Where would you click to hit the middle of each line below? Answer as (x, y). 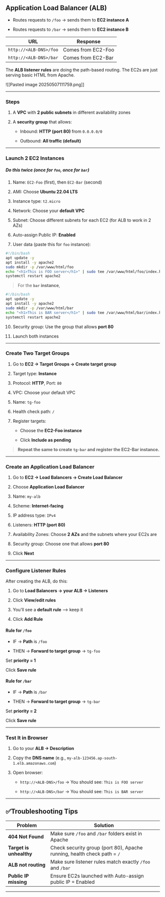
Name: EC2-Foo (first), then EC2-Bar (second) (57, 182)
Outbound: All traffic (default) (50, 141)
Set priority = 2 (21, 711)
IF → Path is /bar (30, 692)
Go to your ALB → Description (43, 749)
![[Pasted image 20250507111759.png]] (45, 84)
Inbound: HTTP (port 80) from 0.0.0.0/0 (61, 131)
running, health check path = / (85, 853)
